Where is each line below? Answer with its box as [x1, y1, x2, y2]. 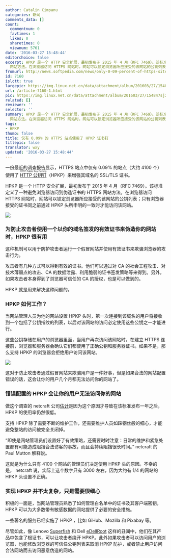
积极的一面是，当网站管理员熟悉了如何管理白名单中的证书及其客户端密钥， [5, 500, 161, 506]
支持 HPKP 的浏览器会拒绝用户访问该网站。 [9, 349, 100, 356]
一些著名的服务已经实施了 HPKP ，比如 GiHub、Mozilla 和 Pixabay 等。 [5, 517, 154, 523]
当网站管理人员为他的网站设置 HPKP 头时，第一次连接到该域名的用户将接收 [5, 313, 163, 319]
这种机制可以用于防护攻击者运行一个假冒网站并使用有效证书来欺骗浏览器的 [5, 246, 161, 252]
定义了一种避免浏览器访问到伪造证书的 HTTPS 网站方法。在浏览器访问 [5, 189, 152, 195]
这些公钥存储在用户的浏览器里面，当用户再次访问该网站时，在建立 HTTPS [5, 337, 160, 343]
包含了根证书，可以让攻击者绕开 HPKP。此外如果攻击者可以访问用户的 [14, 535, 161, 541]
